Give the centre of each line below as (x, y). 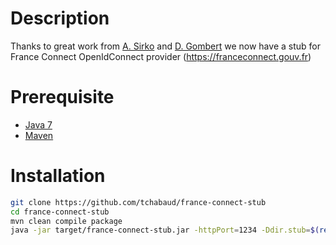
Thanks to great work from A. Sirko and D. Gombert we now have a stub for (165, 46)
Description (60, 18)
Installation (58, 176)
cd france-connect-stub (60, 212)
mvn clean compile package (66, 221)
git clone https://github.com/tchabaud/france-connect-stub (138, 202)
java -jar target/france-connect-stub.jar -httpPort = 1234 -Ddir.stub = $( (165, 230)
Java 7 (38, 124)
